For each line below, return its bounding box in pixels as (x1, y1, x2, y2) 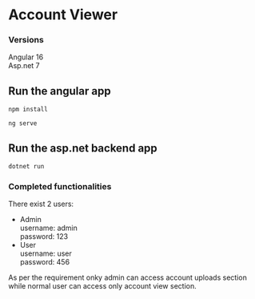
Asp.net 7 (8, 61, 40, 71)
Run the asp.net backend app (8, 141, 157, 155)
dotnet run (8, 163, 45, 171)
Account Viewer (8, 6, 118, 24)
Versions (8, 34, 44, 46)
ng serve (8, 119, 38, 127)
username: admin (19, 223, 78, 233)
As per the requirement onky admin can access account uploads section (8, 273, 248, 282)
